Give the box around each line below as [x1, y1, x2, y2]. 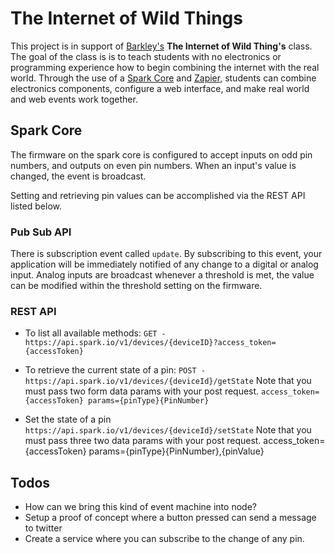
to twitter [24, 522, 63, 534]
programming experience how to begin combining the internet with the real [10, 61, 320, 73]
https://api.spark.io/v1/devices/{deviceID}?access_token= [24, 338, 277, 348]
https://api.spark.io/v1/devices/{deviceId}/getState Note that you [24, 375, 312, 387]
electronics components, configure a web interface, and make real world [10, 82, 310, 94]
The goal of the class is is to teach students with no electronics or [10, 50, 282, 62]
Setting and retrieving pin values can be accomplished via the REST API [10, 189, 306, 201]
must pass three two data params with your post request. [24, 435, 262, 447]
